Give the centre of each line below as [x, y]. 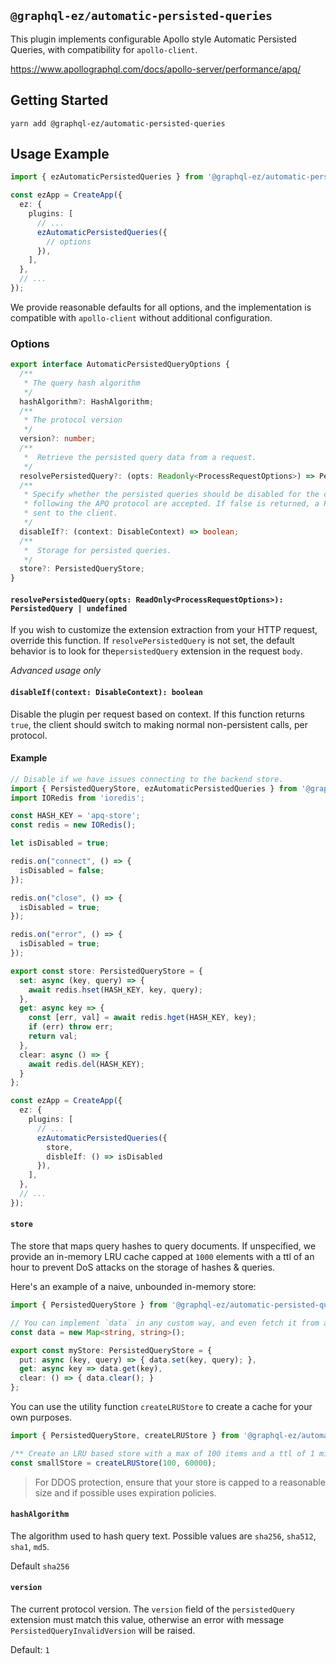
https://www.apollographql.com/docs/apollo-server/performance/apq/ [156, 69]
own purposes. [41, 1417]
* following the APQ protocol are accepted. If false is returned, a [171, 504]
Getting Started [59, 100]
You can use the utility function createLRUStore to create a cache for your [161, 1407]
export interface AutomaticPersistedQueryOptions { [120, 365]
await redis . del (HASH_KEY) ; [86, 1064]
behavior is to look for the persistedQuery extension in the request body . [156, 651]
